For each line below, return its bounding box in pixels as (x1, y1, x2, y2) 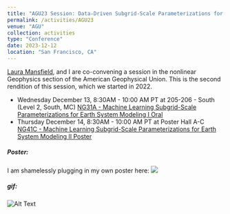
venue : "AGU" (7, 23, 45, 30)
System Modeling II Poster (17, 132, 92, 140)
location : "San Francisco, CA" (7, 49, 97, 56)
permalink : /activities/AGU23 (7, 17, 94, 23)
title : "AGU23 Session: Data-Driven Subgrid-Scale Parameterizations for (7, 10, 224, 17)
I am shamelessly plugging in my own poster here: (7, 166, 150, 175)
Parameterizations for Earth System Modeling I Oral (17, 110, 163, 118)
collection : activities (7, 29, 76, 37)
